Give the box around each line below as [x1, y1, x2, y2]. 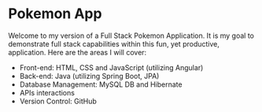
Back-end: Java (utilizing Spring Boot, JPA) [19, 71, 160, 80]
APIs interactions [19, 88, 75, 97]
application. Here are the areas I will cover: [8, 47, 147, 57]
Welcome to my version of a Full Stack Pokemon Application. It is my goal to [8, 31, 254, 40]
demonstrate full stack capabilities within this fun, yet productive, [8, 39, 220, 48]
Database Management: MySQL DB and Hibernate [19, 80, 183, 89]
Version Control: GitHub [19, 96, 97, 106]
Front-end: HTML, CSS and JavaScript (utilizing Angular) [19, 62, 204, 72]
